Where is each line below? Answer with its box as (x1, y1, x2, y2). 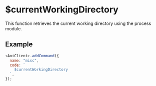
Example (5, 40, 33, 49)
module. (5, 25, 22, 31)
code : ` (9, 63, 26, 68)
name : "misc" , (9, 58, 39, 63)
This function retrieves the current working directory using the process (5, 20, 151, 26)
